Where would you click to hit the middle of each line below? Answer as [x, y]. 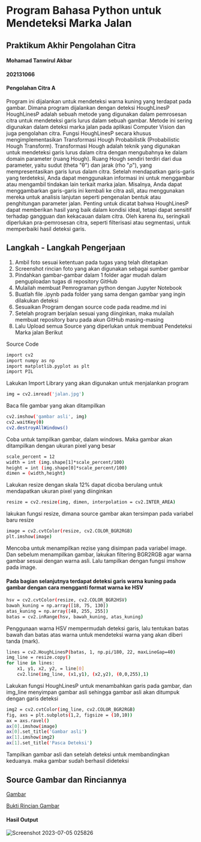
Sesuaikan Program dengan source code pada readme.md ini [91, 307]
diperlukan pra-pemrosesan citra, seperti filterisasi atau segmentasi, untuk [98, 222]
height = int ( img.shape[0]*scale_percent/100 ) [67, 468]
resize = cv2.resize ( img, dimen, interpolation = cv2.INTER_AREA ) [91, 502]
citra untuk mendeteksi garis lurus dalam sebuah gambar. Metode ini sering [100, 120]
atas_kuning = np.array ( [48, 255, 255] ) [58, 611]
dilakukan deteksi [37, 300]
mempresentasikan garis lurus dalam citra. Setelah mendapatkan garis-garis [100, 171]
